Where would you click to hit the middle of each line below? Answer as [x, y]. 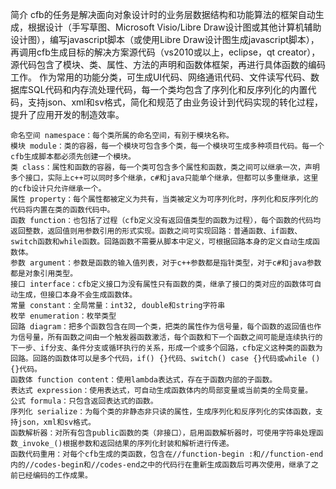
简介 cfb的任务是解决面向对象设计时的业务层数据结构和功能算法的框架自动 [163, 14]
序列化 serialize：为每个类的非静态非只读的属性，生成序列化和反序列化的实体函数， [163, 412]
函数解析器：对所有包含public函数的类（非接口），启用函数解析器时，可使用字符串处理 [163, 433]
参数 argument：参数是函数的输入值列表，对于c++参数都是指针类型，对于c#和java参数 [166, 263]
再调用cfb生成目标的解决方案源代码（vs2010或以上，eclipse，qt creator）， [165, 52]
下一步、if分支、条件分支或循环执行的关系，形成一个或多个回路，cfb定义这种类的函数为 [166, 348]
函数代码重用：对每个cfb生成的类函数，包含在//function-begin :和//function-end [167, 454]
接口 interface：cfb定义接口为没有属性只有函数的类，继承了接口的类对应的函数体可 [162, 284]
